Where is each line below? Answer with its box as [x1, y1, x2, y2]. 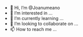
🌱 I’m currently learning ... [10, 15, 64, 21]
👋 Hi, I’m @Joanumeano [10, 5, 60, 10]
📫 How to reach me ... [10, 26, 57, 32]
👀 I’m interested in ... [10, 10, 53, 16]
